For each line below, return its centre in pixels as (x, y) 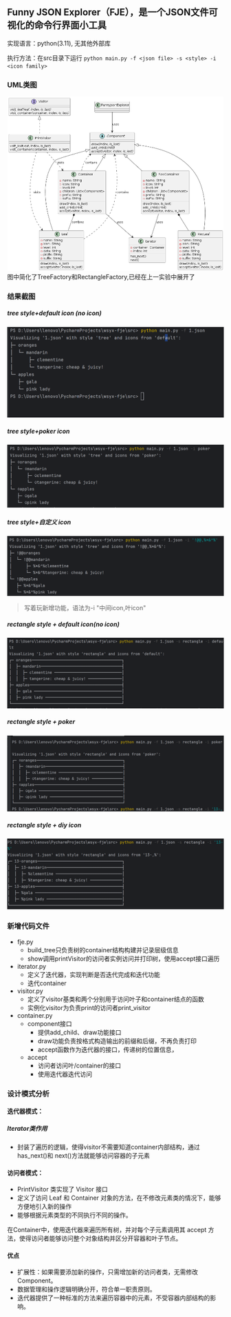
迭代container (47, 983)
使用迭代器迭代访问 (65, 1074)
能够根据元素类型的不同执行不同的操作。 (74, 1215)
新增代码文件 (29, 926)
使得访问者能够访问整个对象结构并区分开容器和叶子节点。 (100, 1238)
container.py (35, 1015)
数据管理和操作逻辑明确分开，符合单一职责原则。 (86, 1289)
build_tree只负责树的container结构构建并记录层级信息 (103, 949)
